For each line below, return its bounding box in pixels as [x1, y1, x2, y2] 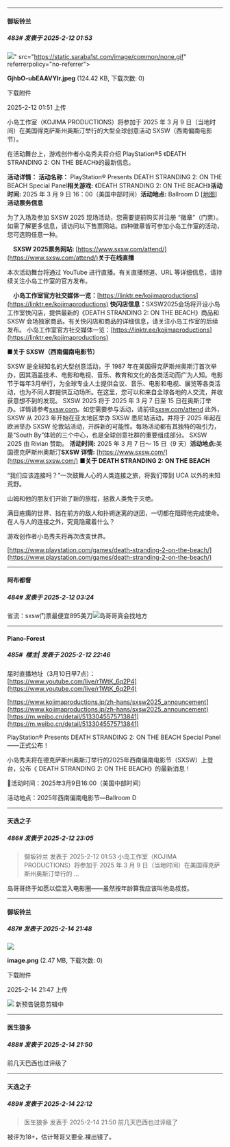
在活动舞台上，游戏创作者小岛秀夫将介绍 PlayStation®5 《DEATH [7, 149, 187, 158]
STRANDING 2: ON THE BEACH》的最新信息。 [7, 158, 135, 166]
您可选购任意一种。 [7, 230, 62, 238]
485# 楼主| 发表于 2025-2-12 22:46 [7, 650, 111, 659]
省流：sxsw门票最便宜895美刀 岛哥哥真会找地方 [7, 612, 148, 620]
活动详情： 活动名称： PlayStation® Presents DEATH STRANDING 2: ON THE [7, 172, 222, 181]
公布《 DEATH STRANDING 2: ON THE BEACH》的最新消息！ [18, 764, 192, 773]
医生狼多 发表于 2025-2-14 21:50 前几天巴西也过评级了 [23, 1117, 178, 1126]
